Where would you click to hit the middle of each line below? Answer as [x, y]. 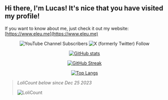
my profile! [22, 16]
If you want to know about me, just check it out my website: [67, 28]
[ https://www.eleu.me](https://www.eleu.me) [51, 34]
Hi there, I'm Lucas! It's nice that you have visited [84, 8]
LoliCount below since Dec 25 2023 [54, 82]
